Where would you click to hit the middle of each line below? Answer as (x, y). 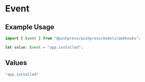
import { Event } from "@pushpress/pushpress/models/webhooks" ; (73, 38)
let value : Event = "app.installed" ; (44, 47)
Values (16, 63)
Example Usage (30, 27)
